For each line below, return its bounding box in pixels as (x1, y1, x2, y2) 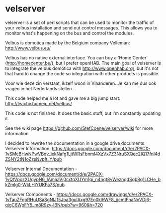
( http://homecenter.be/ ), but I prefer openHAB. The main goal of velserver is (5, 60, 162, 66)
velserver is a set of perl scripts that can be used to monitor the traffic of (5, 19, 154, 25)
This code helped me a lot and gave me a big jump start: (5, 95, 121, 101)
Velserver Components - (5, 191, 56, 197)
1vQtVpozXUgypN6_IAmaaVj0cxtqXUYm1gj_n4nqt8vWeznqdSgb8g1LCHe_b (5, 176, 161, 182)
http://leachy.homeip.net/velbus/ (5, 100, 72, 106)
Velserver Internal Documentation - (5, 166, 78, 172)
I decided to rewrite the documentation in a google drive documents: (5, 140, 146, 146)
